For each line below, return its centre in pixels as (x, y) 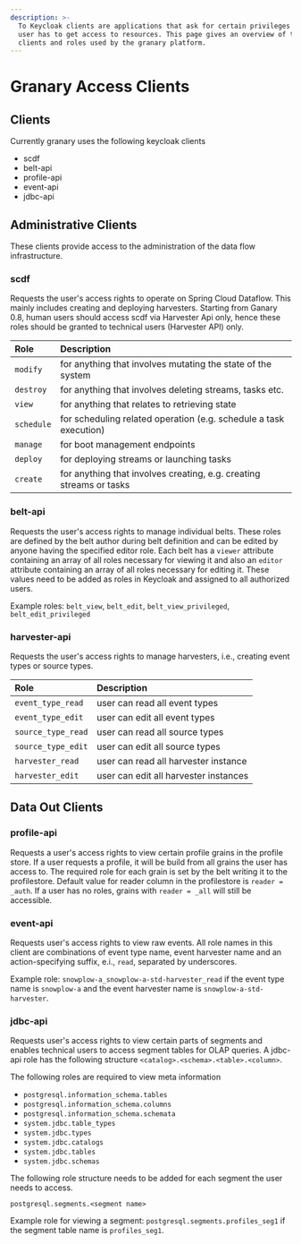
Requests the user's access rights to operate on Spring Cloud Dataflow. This (150, 298)
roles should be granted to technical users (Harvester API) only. (127, 327)
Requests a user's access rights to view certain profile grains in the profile (147, 852)
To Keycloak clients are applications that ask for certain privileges (155, 26)
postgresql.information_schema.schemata (99, 1114)
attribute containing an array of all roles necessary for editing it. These (140, 569)
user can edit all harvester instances (172, 775)
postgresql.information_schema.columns (97, 1105)
